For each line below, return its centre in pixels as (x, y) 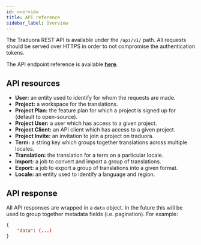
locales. (25, 149)
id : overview (22, 12)
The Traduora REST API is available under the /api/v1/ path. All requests (96, 40)
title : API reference (33, 17)
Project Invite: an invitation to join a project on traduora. (84, 136)
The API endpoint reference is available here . (62, 64)
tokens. (16, 53)
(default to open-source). (46, 117)
